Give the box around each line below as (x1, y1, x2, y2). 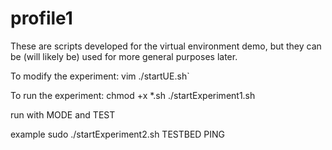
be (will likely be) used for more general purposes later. (10, 50, 238, 62)
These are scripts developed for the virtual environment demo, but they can (10, 40, 322, 52)
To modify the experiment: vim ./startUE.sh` (10, 70, 190, 82)
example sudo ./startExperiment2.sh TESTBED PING (10, 128, 226, 140)
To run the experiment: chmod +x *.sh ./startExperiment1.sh (10, 89, 256, 101)
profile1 (10, 7, 73, 30)
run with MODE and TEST (10, 108, 116, 121)
